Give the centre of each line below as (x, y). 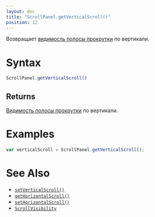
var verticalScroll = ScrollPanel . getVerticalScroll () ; (75, 150)
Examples (30, 134)
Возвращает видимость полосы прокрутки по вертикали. (78, 39)
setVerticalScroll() (39, 190)
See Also (28, 173)
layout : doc (20, 11)
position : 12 (22, 22)
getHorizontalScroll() (42, 196)
